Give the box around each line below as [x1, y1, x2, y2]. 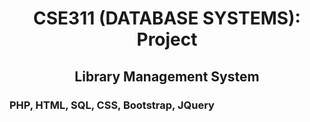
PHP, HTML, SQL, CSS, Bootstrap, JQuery [9, 98, 215, 112]
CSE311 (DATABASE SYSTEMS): [33, 7, 301, 30]
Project [136, 28, 198, 51]
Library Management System [74, 68, 260, 85]
